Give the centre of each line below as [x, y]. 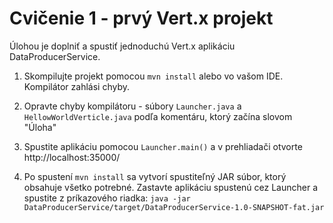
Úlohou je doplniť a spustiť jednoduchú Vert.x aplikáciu [122, 46]
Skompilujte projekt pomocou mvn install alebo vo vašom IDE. [153, 76]
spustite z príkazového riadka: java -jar [107, 198]
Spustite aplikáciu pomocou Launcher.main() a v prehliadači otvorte [163, 146]
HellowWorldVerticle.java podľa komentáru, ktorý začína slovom [158, 116]
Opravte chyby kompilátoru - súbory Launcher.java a [132, 106]
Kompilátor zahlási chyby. [77, 86]
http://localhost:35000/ [72, 157]
